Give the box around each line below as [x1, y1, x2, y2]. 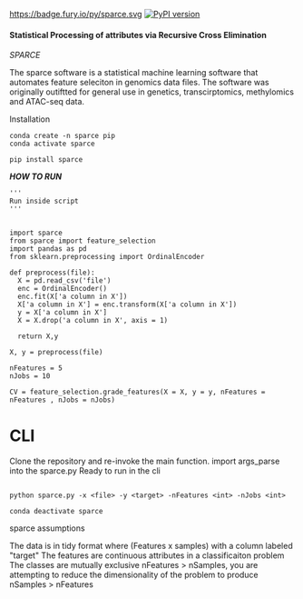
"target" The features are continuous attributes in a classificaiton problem [9, 550, 285, 561]
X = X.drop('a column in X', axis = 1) [17, 316, 169, 325]
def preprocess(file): [9, 268, 95, 277]
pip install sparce [9, 155, 83, 165]
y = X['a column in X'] [17, 308, 107, 317]
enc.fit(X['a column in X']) [17, 292, 128, 302]
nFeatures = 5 [9, 364, 64, 373]
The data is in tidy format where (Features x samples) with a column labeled [9, 541, 293, 552]
